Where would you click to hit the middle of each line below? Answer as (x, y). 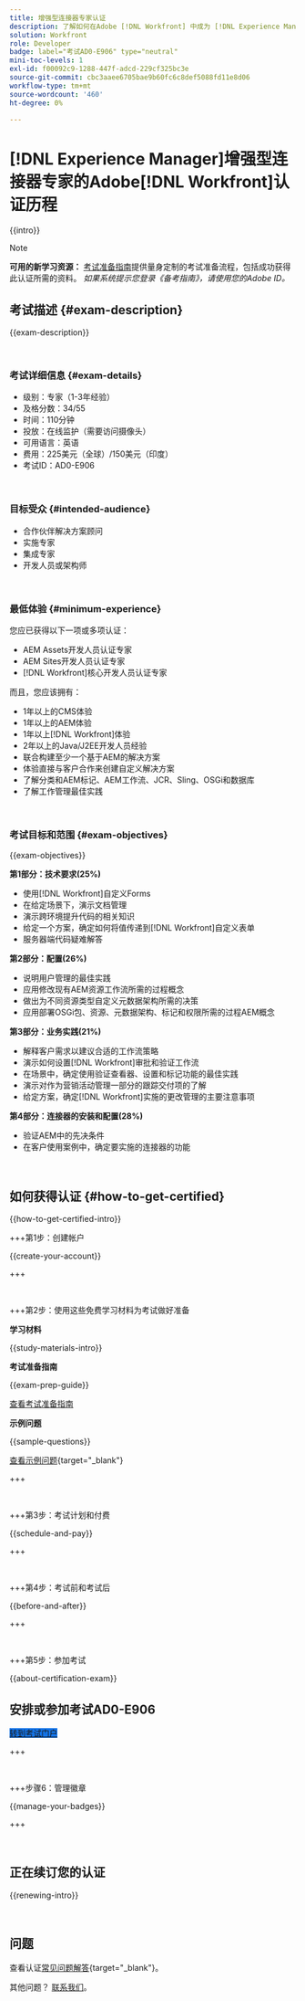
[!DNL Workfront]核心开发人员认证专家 (95, 673)
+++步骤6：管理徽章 (48, 1787)
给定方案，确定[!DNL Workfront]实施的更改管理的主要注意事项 (138, 1097)
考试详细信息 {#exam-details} (76, 375)
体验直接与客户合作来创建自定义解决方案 (98, 769)
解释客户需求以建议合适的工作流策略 (91, 1051)
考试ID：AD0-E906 (59, 466)
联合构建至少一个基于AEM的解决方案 (91, 757)
